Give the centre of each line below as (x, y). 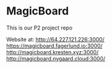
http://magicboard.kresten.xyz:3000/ (52, 52)
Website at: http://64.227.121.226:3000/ (55, 39)
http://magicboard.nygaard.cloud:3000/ (56, 58)
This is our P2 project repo (39, 28)
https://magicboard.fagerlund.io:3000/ (54, 46)
